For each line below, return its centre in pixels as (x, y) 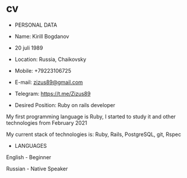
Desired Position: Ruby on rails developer (65, 105)
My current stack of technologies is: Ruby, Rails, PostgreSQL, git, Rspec (94, 134)
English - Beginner (29, 157)
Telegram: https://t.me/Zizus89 (52, 93)
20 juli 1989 (29, 48)
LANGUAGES (31, 145)
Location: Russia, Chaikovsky (51, 59)
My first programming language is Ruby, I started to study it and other (91, 116)
